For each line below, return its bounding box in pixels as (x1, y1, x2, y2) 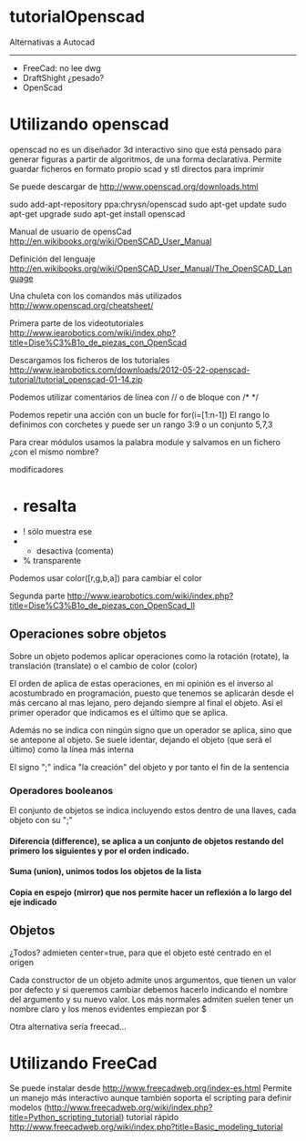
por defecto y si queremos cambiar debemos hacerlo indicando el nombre (9, 983, 289, 994)
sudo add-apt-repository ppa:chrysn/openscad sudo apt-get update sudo (9, 199, 287, 209)
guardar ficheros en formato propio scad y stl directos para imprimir (9, 163, 265, 174)
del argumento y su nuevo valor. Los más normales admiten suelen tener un (9, 993, 294, 1004)
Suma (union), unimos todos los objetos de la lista (9, 866, 202, 877)
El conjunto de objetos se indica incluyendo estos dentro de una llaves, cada (9, 804, 297, 816)
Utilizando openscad (9, 114, 169, 135)
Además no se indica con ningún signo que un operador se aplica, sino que (9, 724, 293, 735)
